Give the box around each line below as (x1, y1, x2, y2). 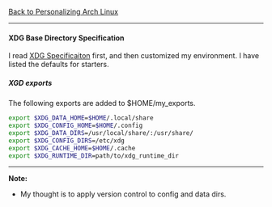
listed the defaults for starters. (8, 60, 109, 70)
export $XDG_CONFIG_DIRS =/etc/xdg (8, 137, 125, 145)
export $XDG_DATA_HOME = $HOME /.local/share (8, 114, 154, 122)
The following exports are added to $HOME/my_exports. (8, 99, 196, 108)
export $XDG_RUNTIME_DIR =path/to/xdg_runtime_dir (8, 151, 180, 160)
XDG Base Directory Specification (8, 32, 125, 43)
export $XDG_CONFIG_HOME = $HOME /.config (8, 121, 143, 130)
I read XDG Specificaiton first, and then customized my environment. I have (8, 51, 260, 61)
